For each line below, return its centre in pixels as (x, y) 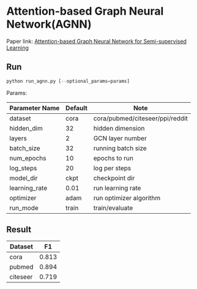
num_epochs (28, 158)
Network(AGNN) (49, 24)
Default (76, 108)
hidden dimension (119, 128)
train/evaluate (113, 208)
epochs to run (113, 158)
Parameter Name (35, 108)
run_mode (24, 208)
